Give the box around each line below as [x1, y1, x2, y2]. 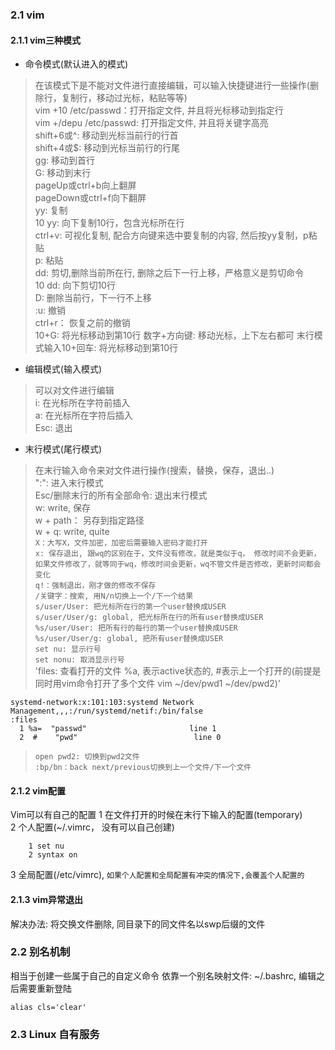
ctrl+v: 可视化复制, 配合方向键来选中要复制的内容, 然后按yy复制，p [34, 229, 309, 242]
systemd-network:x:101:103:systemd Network [10, 698, 195, 708]
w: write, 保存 [34, 502, 92, 514]
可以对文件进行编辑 [34, 384, 115, 397]
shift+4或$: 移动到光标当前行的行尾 [34, 142, 181, 154]
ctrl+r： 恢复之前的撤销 [34, 317, 131, 329]
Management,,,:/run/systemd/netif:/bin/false [10, 706, 203, 717]
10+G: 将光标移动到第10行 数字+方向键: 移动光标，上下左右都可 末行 [34, 329, 315, 342]
